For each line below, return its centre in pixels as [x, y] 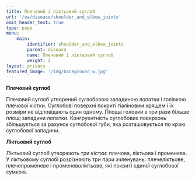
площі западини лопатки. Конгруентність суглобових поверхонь [86, 118]
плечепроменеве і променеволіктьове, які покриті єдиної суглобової [93, 166]
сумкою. [17, 172]
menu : [13, 33]
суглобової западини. [33, 131]
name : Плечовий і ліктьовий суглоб [70, 55]
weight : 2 [39, 60]
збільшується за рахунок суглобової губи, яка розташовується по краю [96, 124]
